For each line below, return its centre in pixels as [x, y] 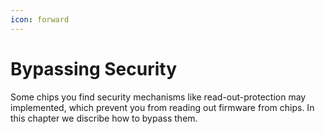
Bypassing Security [94, 68]
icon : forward [40, 19]
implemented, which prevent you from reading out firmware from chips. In [162, 107]
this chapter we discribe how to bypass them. [104, 118]
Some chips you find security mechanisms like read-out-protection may [158, 97]
